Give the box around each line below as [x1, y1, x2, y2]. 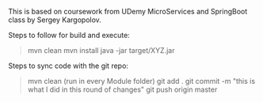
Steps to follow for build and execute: [8, 31, 131, 40]
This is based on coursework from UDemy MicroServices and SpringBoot [8, 7, 248, 16]
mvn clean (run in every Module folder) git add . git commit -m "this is [27, 77, 256, 85]
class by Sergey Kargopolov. [8, 15, 101, 25]
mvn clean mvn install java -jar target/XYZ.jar [27, 46, 175, 55]
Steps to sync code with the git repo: [8, 61, 129, 70]
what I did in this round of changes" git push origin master [27, 85, 218, 94]
